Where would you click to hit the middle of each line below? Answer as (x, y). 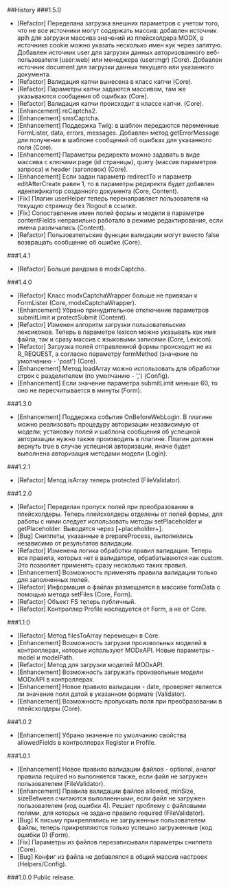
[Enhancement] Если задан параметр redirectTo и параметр (104, 177)
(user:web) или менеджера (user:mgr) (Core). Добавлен (141, 60)
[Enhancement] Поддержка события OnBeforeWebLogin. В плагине (115, 417)
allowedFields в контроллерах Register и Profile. (87, 742)
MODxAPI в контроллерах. (56, 679)
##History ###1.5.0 (34, 10)
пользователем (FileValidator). (61, 784)
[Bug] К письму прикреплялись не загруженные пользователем (111, 820)
